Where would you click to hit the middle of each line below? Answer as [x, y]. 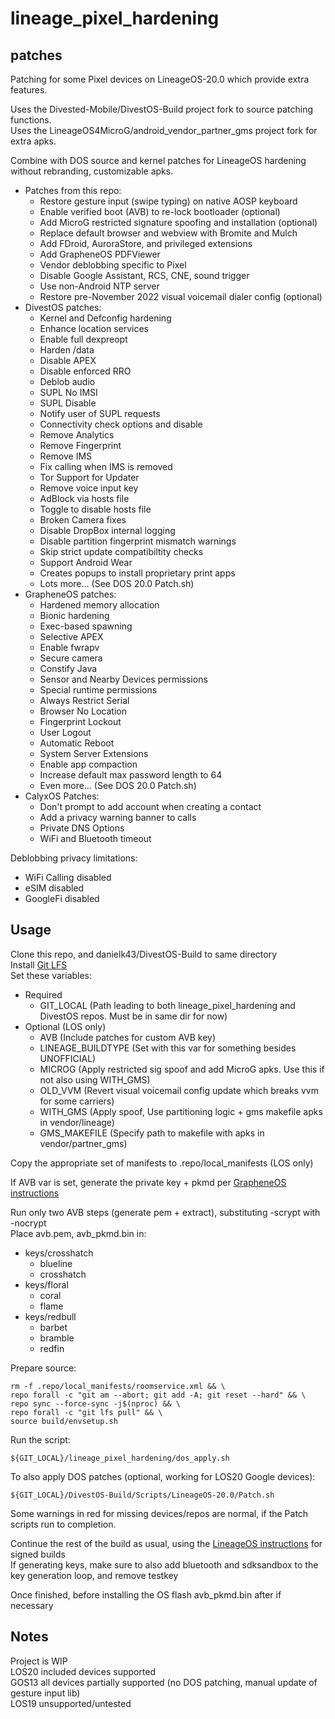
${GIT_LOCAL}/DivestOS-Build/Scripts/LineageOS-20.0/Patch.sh [142, 1495]
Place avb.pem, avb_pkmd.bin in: [78, 1233]
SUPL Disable [68, 403]
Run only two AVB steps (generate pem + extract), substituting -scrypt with [165, 1212]
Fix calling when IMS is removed [106, 466]
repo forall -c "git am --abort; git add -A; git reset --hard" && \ [158, 1395]
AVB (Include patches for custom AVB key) [128, 1037]
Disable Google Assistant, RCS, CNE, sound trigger [144, 275]
